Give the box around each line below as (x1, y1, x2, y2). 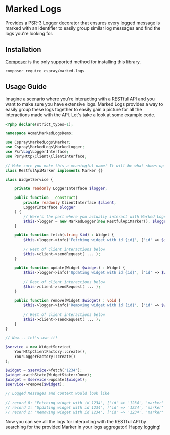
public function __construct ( (14, 195, 78, 201)
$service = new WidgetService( (5, 344, 71, 349)
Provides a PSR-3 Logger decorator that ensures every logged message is (5, 20, 160, 26)
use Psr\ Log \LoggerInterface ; (5, 149, 69, 154)
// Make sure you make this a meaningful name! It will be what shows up (5, 163, 164, 168)
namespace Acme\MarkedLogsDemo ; (5, 131, 73, 136)
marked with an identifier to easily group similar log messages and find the (5, 25, 161, 31)
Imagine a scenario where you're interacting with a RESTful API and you (5, 96, 155, 102)
